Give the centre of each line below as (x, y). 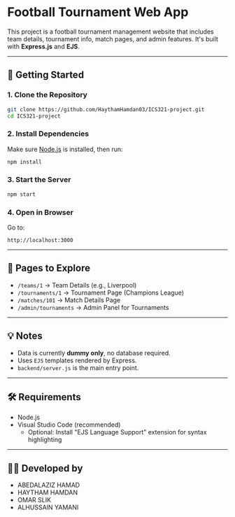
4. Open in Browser (40, 212)
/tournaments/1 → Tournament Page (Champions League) (100, 292)
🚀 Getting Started (46, 75)
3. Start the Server (39, 180)
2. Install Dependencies (48, 134)
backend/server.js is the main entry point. (78, 367)
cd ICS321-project (34, 116)
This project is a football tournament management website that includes (111, 31)
